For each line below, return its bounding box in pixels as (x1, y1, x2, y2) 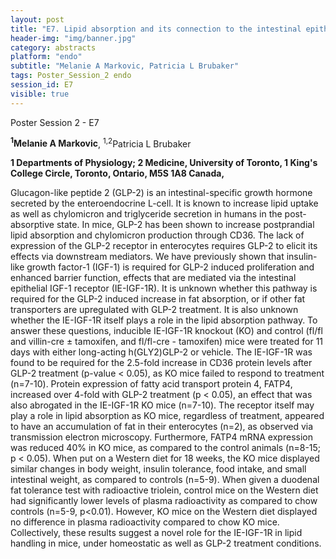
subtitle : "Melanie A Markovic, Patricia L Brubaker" (10, 61, 240, 71)
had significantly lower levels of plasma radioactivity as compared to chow (10, 495, 318, 507)
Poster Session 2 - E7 (10, 116, 100, 128)
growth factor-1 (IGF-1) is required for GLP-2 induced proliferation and (26, 261, 315, 273)
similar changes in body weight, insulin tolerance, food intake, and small (10, 463, 307, 475)
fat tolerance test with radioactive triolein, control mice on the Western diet (10, 484, 319, 496)
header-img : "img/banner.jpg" (10, 33, 137, 43)
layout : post (10, 14, 65, 25)
